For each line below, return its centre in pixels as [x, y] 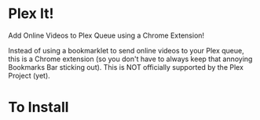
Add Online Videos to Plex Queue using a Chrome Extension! [106, 35]
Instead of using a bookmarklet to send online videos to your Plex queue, [126, 50]
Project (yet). [29, 75]
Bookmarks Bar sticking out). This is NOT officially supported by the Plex [126, 67]
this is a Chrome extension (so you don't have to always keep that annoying [130, 59]
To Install [38, 107]
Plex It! [31, 14]
